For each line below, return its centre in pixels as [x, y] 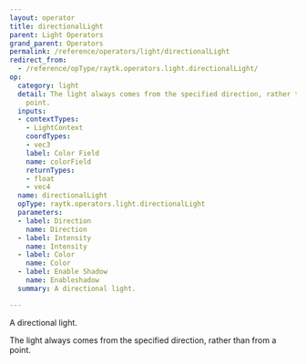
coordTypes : [48, 136]
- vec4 [38, 187]
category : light [48, 86]
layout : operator [42, 18]
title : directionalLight [56, 26]
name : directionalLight [62, 196]
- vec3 [38, 145]
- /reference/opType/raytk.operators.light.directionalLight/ [138, 69]
